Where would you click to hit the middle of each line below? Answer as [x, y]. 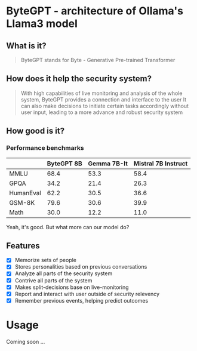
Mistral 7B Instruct [161, 164]
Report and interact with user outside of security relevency [87, 294]
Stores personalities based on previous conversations [81, 267]
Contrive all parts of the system [53, 280]
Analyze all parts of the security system [64, 273]
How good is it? [35, 131]
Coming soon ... [26, 341]
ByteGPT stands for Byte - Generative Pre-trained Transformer [98, 60]
